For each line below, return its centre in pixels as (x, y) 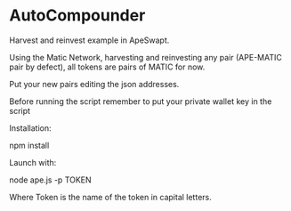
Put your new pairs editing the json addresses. (94, 84)
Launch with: (33, 162)
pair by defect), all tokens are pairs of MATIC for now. (107, 67)
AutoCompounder (77, 16)
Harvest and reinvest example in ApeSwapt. (89, 40)
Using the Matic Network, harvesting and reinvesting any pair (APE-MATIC (145, 57)
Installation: (30, 128)
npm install (29, 145)
